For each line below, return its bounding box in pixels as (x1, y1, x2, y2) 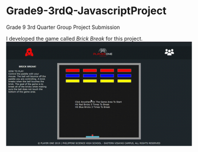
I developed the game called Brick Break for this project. (6, 35, 143, 42)
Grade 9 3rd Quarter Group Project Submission (6, 24, 120, 31)
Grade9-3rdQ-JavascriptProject (6, 4, 167, 18)
